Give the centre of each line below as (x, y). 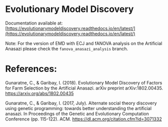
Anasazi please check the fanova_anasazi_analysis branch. (67, 48)
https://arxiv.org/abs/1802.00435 (40, 93)
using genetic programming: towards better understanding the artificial (78, 108)
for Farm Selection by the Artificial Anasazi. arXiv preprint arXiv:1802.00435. (84, 88)
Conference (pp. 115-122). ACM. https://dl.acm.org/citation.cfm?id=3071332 (83, 119)
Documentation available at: (34, 23)
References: (31, 69)
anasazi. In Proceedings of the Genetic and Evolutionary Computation (77, 113)
